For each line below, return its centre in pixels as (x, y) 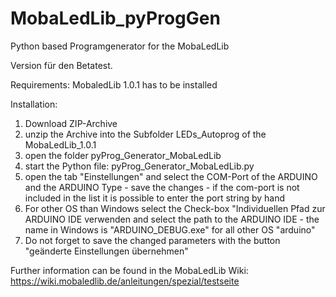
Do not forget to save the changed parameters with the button (152, 240)
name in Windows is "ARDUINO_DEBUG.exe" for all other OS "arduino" (170, 229)
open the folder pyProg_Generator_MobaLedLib (123, 155)
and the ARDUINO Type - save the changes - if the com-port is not (162, 187)
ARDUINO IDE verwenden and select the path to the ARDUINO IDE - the (172, 219)
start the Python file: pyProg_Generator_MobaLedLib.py (139, 166)
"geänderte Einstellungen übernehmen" (106, 251)
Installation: (34, 104)
